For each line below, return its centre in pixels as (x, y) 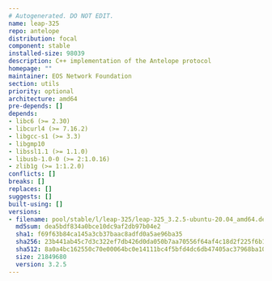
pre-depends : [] (36, 106)
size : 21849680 (41, 257)
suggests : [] (30, 196)
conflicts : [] (32, 174)
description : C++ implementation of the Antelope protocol (110, 62)
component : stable (39, 46)
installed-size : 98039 (47, 53)
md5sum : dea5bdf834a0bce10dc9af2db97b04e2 (88, 227)
